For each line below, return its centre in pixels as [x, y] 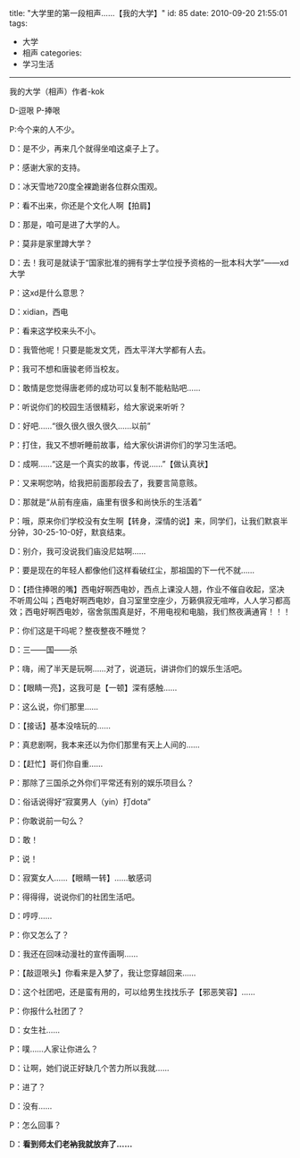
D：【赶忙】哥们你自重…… [56, 764]
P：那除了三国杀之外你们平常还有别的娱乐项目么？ [102, 783]
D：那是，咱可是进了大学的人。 [67, 225]
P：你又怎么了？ [39, 935]
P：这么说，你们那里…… [54, 707]
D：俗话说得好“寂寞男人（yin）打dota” [80, 802]
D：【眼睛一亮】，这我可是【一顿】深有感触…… [93, 688]
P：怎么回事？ [35, 1125]
